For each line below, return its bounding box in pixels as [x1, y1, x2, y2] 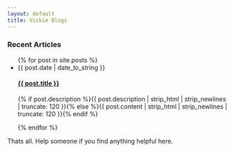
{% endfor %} [17, 123, 58, 132]
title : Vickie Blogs [7, 17, 68, 24]
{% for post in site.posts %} [17, 55, 98, 64]
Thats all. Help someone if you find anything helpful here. [7, 137, 174, 145]
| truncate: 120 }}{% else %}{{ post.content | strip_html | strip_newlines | [17, 102, 228, 111]
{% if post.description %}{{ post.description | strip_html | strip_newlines [17, 95, 226, 103]
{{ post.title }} [17, 79, 60, 88]
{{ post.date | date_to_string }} [17, 63, 105, 71]
